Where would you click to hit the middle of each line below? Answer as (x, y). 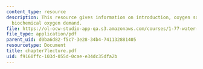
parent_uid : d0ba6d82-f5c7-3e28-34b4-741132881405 (71, 40)
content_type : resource (36, 12)
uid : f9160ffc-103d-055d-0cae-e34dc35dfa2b (62, 56)
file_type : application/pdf (42, 34)
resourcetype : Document (36, 46)
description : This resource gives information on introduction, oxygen (98, 17)
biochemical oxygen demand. (47, 23)
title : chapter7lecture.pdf (42, 51)
